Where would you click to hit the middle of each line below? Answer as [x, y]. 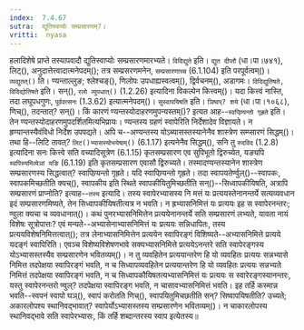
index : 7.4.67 [38, 18]
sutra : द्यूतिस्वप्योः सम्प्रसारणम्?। [58, 26]
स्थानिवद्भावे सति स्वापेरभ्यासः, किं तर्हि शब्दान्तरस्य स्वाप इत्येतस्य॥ [104, 316]
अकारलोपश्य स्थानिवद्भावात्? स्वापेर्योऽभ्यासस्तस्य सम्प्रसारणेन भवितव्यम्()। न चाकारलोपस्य [138, 306]
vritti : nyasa [38, 35]
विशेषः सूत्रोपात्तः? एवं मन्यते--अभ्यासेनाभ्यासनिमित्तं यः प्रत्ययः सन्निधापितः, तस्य [118, 225]
